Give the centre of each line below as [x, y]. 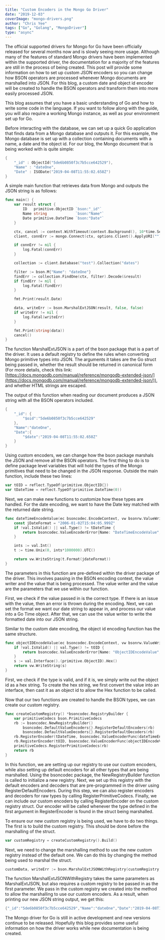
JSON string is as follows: [31, 191]
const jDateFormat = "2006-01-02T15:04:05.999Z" [65, 523]
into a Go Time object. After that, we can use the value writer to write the [79, 614]
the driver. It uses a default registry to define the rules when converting [77, 354]
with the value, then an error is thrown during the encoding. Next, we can [79, 603]
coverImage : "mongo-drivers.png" [39, 19]
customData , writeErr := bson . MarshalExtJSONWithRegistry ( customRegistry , [83, 869]
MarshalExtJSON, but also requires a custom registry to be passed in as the [82, 884]
